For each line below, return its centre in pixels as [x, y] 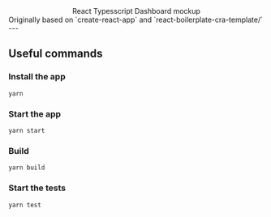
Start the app [35, 113]
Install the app [37, 77]
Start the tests [37, 188]
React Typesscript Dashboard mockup [136, 11]
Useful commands [56, 54]
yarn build [27, 168]
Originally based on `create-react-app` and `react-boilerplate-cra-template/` [136, 19]
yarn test [25, 205]
